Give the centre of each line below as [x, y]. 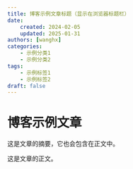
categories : [25, 46]
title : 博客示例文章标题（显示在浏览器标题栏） [69, 14]
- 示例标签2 [35, 79]
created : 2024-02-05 [50, 27]
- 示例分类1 [35, 54]
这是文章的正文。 [32, 158]
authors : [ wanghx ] [34, 40]
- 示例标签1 [35, 73]
